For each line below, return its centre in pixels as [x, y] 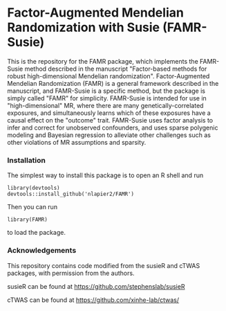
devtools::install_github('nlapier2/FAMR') [71, 194]
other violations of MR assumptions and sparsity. [77, 142]
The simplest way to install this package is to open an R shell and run [105, 175]
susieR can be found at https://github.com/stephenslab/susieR [96, 286]
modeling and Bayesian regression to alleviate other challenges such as [109, 135]
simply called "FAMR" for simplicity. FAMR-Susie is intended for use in [107, 98]
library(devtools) [34, 188]
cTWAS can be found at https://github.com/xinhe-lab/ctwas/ [93, 300]
